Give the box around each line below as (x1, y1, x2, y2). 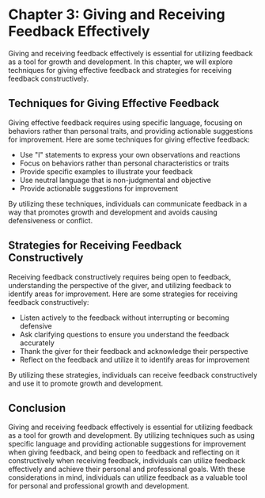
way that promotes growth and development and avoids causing (8, 207, 218, 217)
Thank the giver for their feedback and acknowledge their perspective (19, 346, 248, 355)
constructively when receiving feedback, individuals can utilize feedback (8, 456, 246, 466)
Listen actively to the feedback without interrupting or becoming (19, 313, 229, 322)
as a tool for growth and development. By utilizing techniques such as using (8, 431, 256, 440)
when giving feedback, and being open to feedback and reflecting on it (8, 447, 240, 457)
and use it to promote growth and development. (8, 378, 164, 388)
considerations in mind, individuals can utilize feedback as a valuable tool (8, 473, 248, 482)
